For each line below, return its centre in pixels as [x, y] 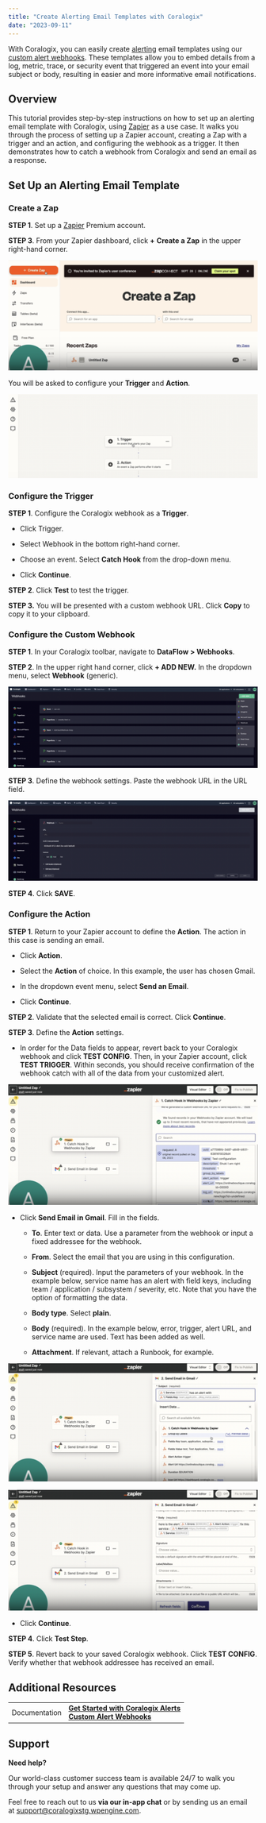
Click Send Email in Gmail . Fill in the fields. [89, 1218]
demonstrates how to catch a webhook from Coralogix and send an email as [133, 152]
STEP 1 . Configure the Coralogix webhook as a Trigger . [99, 513]
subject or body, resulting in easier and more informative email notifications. [132, 74]
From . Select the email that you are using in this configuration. [133, 1257]
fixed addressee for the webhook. [87, 1242]
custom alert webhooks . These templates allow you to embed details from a [132, 57]
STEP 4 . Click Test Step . [48, 1639]
